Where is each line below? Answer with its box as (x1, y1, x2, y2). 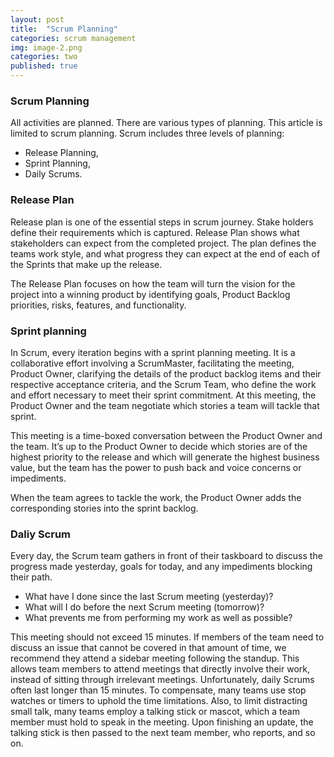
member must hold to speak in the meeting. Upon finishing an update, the (10, 716, 314, 728)
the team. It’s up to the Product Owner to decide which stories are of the (10, 440, 308, 452)
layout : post (10, 14, 65, 25)
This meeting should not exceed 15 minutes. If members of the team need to (10, 631, 325, 643)
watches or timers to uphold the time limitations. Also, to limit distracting (10, 695, 308, 707)
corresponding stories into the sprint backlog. (10, 502, 199, 514)
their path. (10, 571, 53, 583)
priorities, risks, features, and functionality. (10, 299, 187, 311)
